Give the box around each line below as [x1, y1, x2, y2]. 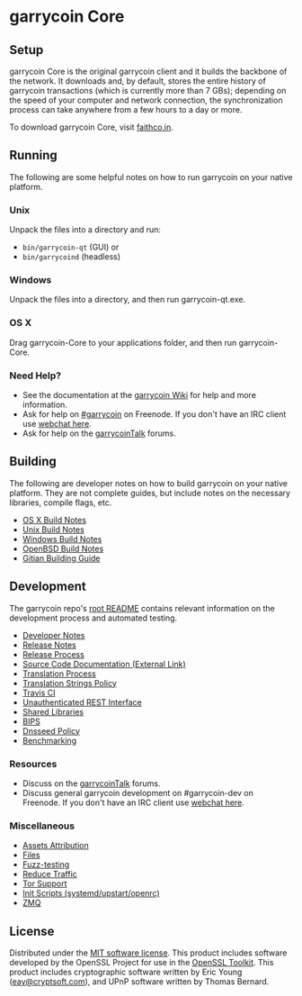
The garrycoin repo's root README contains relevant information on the [9, 602, 276, 613]
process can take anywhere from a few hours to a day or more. [9, 104, 243, 114]
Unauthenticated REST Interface [22, 696, 142, 708]
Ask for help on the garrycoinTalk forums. [22, 428, 177, 439]
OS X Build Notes [22, 514, 87, 525]
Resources [9, 757, 58, 770]
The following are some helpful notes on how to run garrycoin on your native [9, 171, 293, 182]
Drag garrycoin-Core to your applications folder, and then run [9, 337, 237, 348]
